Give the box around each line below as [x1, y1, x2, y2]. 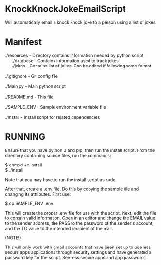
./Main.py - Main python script [5, 83, 66, 89]
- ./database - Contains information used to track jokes [8, 57, 119, 64]
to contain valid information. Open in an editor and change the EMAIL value [5, 215, 156, 221]
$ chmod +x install [5, 162, 42, 168]
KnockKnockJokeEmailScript [5, 3, 126, 15]
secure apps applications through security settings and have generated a [5, 249, 152, 255]
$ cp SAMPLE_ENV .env [5, 200, 54, 206]
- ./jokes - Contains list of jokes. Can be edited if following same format [8, 63, 152, 68]
